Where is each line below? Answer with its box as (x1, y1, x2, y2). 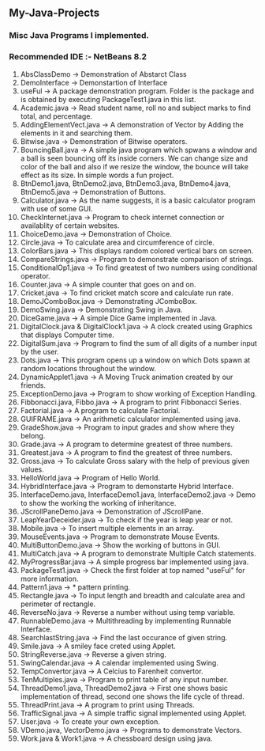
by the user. (20, 347, 60, 356)
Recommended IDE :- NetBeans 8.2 (9, 51, 147, 63)
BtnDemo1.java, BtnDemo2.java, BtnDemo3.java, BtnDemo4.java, (20, 178, 231, 188)
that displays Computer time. (20, 330, 115, 339)
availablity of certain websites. (20, 221, 120, 230)
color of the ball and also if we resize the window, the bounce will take (20, 161, 249, 171)
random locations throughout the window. (20, 363, 156, 373)
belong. (20, 430, 46, 440)
